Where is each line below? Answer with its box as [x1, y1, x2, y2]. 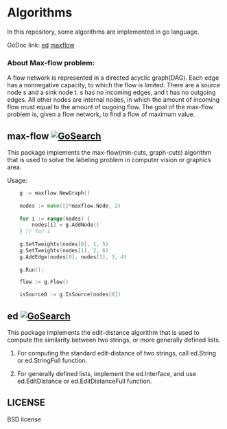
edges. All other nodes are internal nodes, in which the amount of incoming [7, 96, 220, 104]
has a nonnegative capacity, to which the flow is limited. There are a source [7, 81, 221, 89]
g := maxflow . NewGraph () [19, 190, 91, 197]
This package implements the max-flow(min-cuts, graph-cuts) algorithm [7, 148, 211, 157]
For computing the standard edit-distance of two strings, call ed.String [16, 349, 217, 357]
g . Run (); [19, 266, 45, 273]
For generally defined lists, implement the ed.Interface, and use [16, 369, 197, 377]
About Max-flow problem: [7, 58, 95, 67]
